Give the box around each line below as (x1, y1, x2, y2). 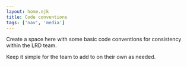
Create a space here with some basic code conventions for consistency (6, 36, 182, 43)
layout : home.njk (6, 8, 49, 15)
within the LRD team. (6, 42, 58, 49)
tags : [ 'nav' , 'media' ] (6, 19, 65, 25)
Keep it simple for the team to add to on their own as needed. (6, 54, 156, 61)
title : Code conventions (6, 14, 68, 20)
